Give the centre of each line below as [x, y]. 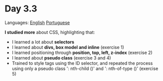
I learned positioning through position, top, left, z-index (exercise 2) [82, 52]
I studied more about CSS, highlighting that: [50, 32]
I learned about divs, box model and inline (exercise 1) [68, 47]
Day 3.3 [21, 9]
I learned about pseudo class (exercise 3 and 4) [61, 57]
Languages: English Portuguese [37, 22]
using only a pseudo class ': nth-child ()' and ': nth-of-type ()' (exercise [85, 68]
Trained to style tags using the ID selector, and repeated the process [82, 63]
